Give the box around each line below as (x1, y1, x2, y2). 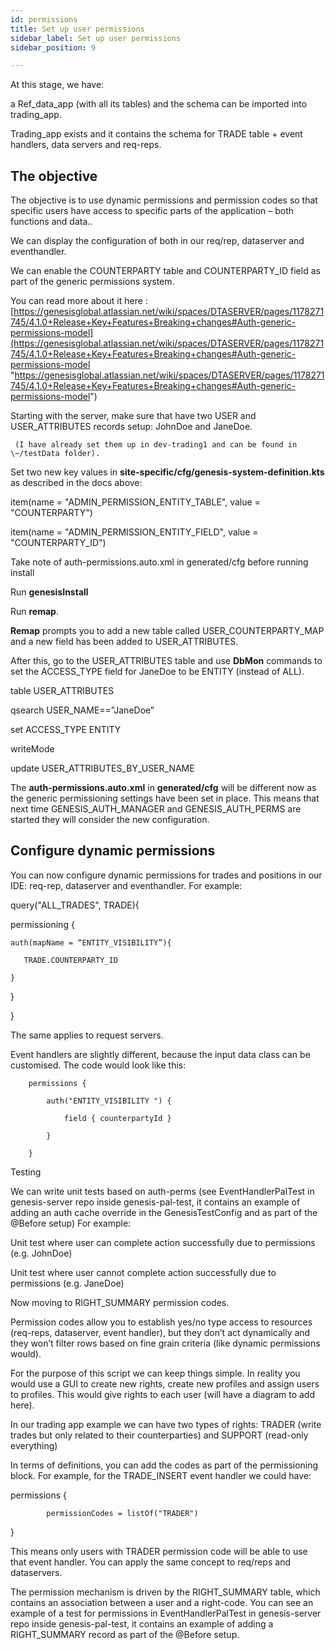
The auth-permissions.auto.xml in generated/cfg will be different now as (10, 782, 317, 794)
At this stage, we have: (10, 79, 105, 91)
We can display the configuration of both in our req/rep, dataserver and (10, 235, 305, 247)
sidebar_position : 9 (10, 42, 97, 53)
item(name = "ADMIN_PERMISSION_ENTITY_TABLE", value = (10, 496, 261, 508)
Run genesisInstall (10, 586, 89, 598)
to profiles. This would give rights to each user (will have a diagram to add (10, 1388, 315, 1400)
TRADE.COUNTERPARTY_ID (23, 955, 118, 965)
